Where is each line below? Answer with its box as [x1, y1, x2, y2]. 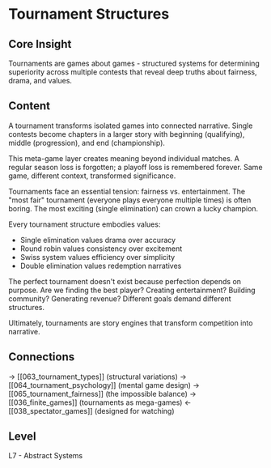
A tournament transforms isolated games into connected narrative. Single [8, 121, 253, 130]
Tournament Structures [8, 5, 170, 23]
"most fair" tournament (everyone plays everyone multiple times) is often [8, 195, 252, 205]
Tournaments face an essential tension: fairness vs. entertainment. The [8, 186, 246, 196]
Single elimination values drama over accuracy [19, 235, 176, 245]
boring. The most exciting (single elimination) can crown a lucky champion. [8, 203, 259, 213]
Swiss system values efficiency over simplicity [19, 252, 176, 262]
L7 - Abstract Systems [8, 451, 83, 461]
